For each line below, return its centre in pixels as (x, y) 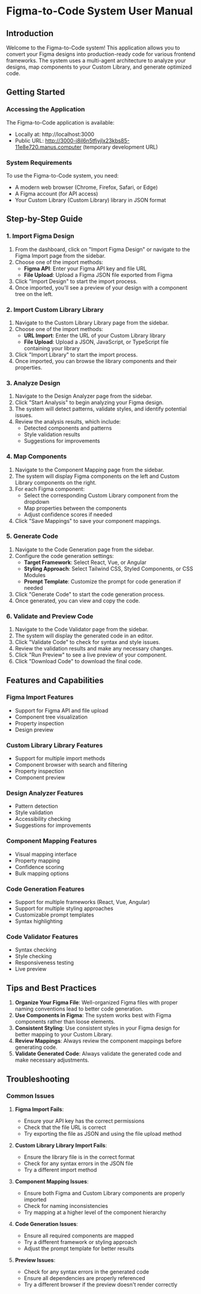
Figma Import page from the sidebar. (60, 255)
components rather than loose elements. (65, 1022)
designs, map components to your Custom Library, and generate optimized (99, 67)
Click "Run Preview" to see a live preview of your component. (91, 655)
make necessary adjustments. (52, 1060)
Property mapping (37, 860)
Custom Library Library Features (55, 745)
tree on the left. (34, 294)
